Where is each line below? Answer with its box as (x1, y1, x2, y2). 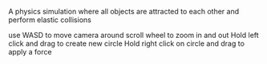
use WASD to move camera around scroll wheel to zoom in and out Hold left (8, 31, 259, 40)
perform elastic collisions (8, 15, 92, 24)
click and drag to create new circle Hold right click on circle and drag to (8, 39, 245, 48)
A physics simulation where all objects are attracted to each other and (8, 7, 240, 16)
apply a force (8, 47, 52, 56)
